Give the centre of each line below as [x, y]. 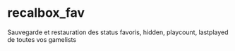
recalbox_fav [46, 13]
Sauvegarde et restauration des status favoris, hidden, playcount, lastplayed [118, 32]
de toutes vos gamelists [42, 39]
